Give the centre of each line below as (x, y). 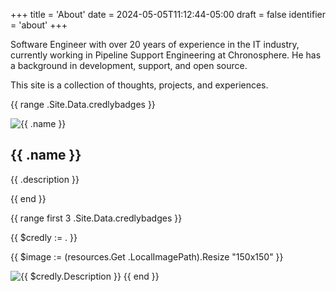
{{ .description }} (45, 179)
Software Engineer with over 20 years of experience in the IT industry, (155, 44)
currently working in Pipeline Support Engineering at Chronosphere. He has (166, 55)
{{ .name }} (46, 155)
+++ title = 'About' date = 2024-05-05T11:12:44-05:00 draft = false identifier (168, 14)
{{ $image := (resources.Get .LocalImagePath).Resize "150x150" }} (147, 256)
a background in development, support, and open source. (129, 65)
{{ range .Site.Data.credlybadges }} (83, 104)
